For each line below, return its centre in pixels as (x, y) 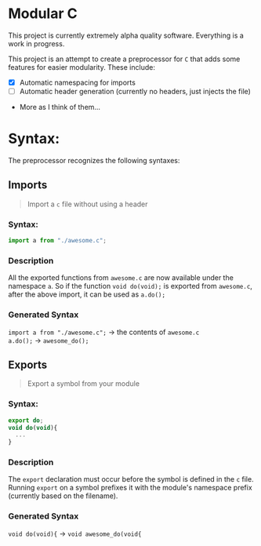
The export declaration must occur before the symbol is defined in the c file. (131, 479)
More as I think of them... (60, 107)
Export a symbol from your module (83, 384)
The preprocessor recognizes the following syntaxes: (94, 160)
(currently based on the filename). (63, 496)
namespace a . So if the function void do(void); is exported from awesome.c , (130, 286)
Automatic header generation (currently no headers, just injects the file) (135, 91)
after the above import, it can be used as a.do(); (87, 294)
